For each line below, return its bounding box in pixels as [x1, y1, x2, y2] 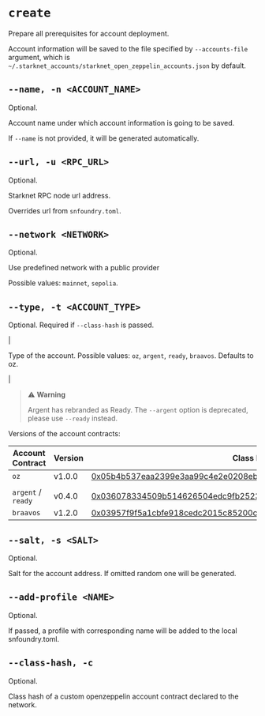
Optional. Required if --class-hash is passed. [8, 320, 155, 330]
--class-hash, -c [8, 658, 93, 669]
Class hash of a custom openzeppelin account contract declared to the [8, 692, 239, 701]
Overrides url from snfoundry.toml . [8, 205, 122, 215]
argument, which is [8, 52, 71, 62]
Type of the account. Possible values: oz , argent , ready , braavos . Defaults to [8, 351, 254, 360]
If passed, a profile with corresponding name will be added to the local [8, 626, 238, 635]
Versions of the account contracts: [8, 429, 121, 439]
